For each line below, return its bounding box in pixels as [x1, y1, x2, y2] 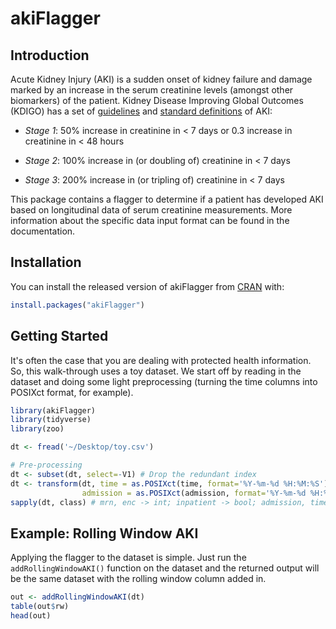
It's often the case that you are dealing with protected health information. [10, 354, 312, 366]
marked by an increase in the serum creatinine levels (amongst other [10, 84, 294, 96]
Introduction [10, 47, 90, 64]
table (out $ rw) [10, 602, 70, 612]
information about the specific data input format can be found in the [10, 215, 290, 226]
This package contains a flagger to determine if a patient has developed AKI [10, 193, 324, 205]
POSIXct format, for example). [10, 386, 134, 398]
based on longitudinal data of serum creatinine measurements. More [10, 204, 293, 216]
